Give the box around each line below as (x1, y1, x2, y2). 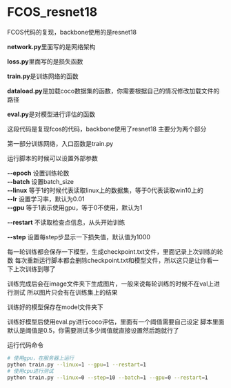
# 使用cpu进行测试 (7, 367, 54, 374)
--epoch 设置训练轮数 (7, 169, 70, 177)
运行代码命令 (7, 340, 43, 349)
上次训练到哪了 (12, 264, 56, 273)
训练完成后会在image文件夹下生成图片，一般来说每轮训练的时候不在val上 (7, 279, 214, 288)
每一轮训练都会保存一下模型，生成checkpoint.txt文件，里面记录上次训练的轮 (7, 247, 223, 256)
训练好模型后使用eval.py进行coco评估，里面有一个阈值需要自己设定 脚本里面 (7, 317, 225, 326)
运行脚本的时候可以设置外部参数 (7, 154, 98, 163)
